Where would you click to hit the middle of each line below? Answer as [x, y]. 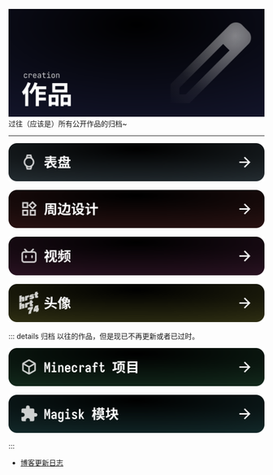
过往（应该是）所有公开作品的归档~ [68, 124]
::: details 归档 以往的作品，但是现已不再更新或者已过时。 [104, 336]
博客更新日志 [41, 463]
